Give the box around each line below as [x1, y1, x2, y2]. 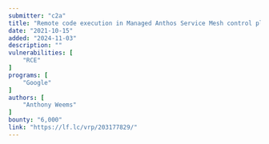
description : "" [8, 42, 62, 50]
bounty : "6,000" [8, 116, 62, 124]
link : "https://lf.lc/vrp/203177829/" [8, 123, 138, 131]
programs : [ [8, 71, 48, 79]
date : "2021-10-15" [8, 26, 74, 34]
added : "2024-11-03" [8, 34, 78, 42]
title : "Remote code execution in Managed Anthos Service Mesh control [8, 19, 252, 27]
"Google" [22, 78, 52, 86]
